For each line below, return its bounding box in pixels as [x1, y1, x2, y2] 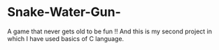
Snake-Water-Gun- [7, 4, 121, 20]
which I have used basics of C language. [7, 34, 125, 42]
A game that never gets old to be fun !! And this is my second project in [7, 27, 212, 35]
